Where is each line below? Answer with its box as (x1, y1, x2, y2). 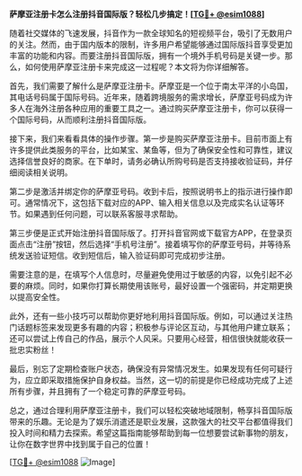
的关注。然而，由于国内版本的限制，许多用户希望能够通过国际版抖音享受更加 (9, 40, 293, 49)
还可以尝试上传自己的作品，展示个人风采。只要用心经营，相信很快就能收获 (9, 333, 285, 344)
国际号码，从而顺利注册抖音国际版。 (16, 114, 151, 125)
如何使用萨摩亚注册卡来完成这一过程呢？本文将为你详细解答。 (24, 62, 253, 72)
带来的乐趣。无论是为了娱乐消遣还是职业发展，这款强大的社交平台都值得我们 (9, 417, 293, 427)
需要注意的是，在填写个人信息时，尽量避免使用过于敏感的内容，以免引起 (9, 269, 277, 279)
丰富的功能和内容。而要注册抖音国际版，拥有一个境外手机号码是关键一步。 (9, 50, 285, 61)
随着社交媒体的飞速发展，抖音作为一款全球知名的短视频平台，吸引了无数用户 (9, 28, 293, 39)
